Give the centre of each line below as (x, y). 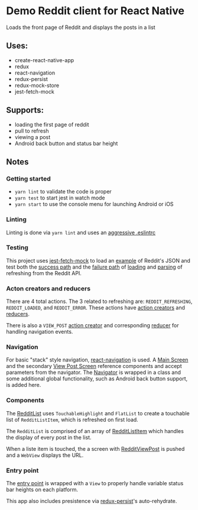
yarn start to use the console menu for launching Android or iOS (94, 204)
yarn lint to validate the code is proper (63, 192)
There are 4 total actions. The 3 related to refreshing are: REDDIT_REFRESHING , (99, 301)
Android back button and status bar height (66, 143)
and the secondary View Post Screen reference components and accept (94, 366)
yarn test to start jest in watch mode (60, 198)
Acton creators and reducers (48, 288)
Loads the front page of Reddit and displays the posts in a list (81, 27)
